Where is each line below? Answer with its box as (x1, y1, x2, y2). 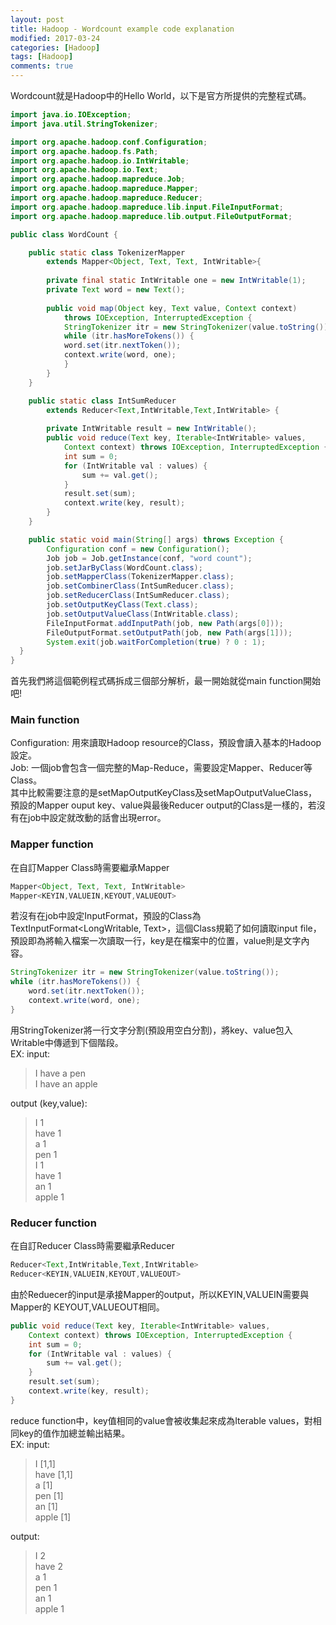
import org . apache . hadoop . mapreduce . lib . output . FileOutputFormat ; (10, 211, 293, 221)
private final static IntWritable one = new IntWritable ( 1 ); (46, 276, 307, 286)
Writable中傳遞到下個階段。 (10, 1036, 124, 1048)
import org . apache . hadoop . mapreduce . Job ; (10, 174, 186, 185)
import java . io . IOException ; (10, 110, 132, 120)
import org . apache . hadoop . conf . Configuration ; (10, 137, 208, 147)
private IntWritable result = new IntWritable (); (46, 424, 257, 434)
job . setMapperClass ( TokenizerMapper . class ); (46, 572, 235, 582)
